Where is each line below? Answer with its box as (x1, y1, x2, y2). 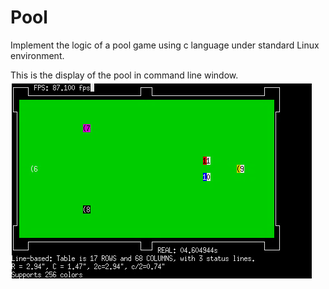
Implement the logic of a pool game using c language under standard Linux (10, 39, 320, 51)
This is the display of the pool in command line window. (10, 69, 239, 81)
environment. (10, 49, 65, 61)
